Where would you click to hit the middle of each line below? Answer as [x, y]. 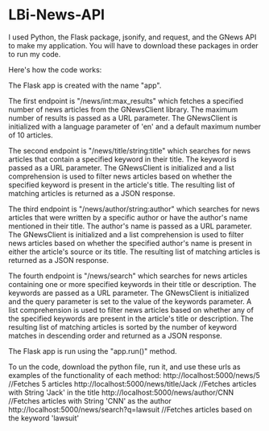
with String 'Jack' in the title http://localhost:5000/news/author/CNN [121, 392]
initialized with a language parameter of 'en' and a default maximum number [135, 126]
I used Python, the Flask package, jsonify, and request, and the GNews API [132, 37]
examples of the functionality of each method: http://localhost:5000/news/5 [134, 375]
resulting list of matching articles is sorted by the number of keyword [123, 326]
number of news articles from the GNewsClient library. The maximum [123, 109]
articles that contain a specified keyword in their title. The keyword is [122, 159]
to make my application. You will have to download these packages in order [134, 45]
